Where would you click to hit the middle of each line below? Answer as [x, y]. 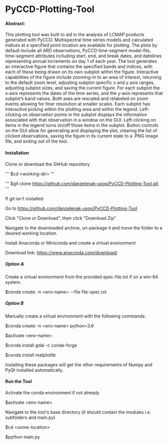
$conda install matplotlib [30, 355]
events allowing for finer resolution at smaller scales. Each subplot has [78, 104]
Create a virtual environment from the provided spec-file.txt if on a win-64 [82, 277]
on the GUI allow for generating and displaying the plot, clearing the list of [81, 131]
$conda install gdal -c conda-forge [41, 345]
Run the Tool [18, 381]
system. [13, 282]
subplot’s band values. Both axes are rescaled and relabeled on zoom [77, 98]
